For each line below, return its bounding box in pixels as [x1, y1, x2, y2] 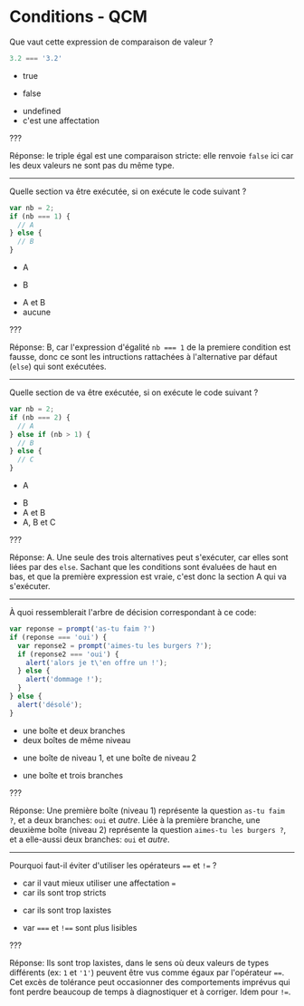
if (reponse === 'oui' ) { [9, 633, 107, 642]
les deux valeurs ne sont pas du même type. [9, 160, 175, 170]
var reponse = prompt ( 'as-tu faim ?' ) [9, 624, 156, 634]
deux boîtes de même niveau [22, 734, 131, 745]
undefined [22, 105, 62, 116]
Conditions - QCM [9, 6, 147, 27]
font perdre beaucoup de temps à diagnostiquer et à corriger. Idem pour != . [9, 986, 291, 997]
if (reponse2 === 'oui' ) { [17, 650, 119, 659]
